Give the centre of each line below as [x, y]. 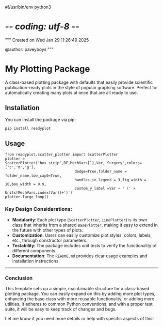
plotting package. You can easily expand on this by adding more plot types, [80, 294]
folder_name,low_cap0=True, [33, 176]
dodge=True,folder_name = [101, 171]
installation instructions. [36, 261]
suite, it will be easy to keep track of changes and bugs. [61, 309]
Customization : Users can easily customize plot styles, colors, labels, [82, 235]
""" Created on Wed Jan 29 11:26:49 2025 [47, 40]
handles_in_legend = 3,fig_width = [110, 180]
